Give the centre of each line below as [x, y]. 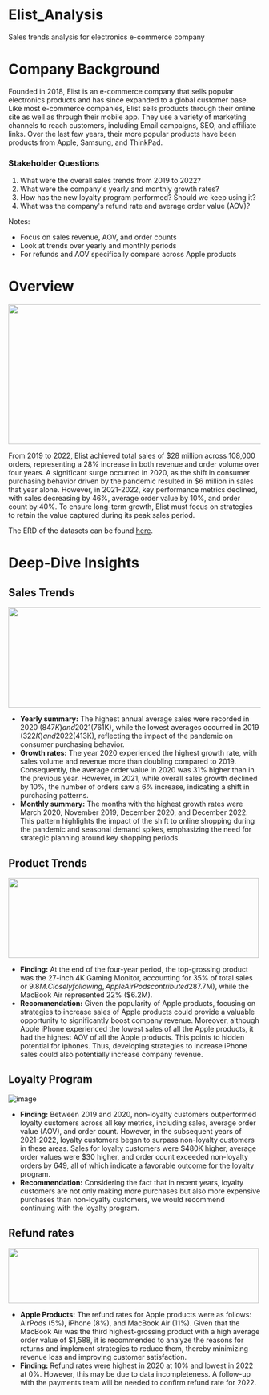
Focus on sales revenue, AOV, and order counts [98, 237]
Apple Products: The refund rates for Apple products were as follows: [136, 1314]
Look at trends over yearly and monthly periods [98, 246]
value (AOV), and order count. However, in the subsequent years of [130, 1131]
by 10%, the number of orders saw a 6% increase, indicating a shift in [134, 787]
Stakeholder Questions [54, 163]
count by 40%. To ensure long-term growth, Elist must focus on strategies [131, 507]
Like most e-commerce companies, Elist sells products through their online [132, 108]
